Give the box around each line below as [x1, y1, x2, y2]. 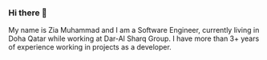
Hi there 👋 [8, 7, 48, 18]
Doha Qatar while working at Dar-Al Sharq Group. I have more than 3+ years [8, 34, 260, 43]
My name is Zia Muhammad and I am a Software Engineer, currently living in [8, 26, 260, 35]
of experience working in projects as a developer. [8, 42, 172, 52]
